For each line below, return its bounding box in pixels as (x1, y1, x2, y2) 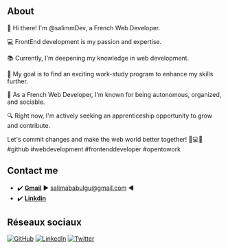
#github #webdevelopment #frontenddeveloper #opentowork (7, 144, 181, 153)
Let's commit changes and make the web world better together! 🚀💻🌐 (7, 135, 203, 143)
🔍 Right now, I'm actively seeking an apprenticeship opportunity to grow (7, 111, 213, 120)
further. (7, 77, 29, 85)
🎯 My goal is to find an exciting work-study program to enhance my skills (7, 69, 214, 78)
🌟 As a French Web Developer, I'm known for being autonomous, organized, (7, 90, 222, 98)
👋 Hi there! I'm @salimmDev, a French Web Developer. (7, 23, 161, 32)
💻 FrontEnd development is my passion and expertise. (7, 37, 162, 45)
